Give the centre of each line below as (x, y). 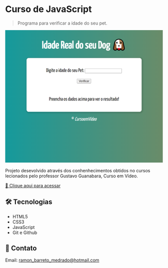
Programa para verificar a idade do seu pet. (62, 23)
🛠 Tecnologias (29, 202)
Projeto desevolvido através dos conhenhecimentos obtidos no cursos (78, 170)
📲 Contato (21, 248)
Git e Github (25, 232)
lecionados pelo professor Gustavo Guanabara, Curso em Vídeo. (72, 176)
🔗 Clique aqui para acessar (33, 185)
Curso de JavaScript (48, 9)
